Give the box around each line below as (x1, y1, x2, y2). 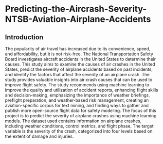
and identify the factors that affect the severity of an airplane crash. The (5, 72, 150, 77)
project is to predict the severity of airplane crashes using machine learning (5, 113, 157, 118)
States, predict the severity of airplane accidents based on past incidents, (5, 66, 153, 72)
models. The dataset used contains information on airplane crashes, (5, 118, 142, 124)
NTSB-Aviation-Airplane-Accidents (5, 14, 151, 25)
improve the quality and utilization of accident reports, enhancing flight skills (5, 87, 158, 93)
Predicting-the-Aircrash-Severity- (5, 3, 147, 15)
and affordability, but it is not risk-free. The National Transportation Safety (5, 51, 153, 57)
